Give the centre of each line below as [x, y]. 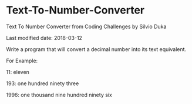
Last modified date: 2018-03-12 [44, 38]
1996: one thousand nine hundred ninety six [59, 95]
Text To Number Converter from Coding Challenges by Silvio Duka [86, 26]
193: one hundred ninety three [43, 83]
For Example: [22, 61]
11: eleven [18, 72]
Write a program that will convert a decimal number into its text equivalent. [96, 49]
